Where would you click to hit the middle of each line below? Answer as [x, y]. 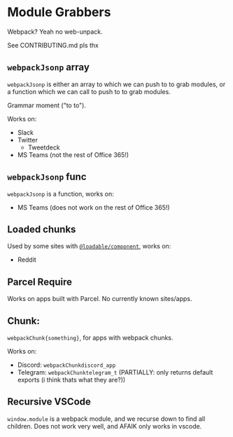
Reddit [27, 260]
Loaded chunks [42, 229]
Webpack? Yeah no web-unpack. [55, 32]
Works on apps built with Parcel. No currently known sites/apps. [100, 299]
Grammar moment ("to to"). [47, 105]
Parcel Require [40, 282]
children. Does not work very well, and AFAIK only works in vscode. [105, 426]
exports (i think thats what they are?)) [71, 380]
